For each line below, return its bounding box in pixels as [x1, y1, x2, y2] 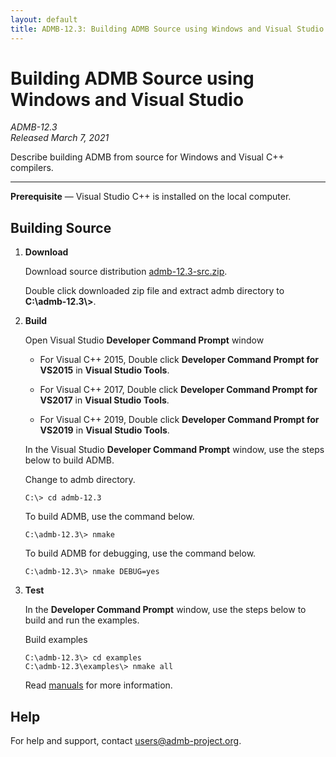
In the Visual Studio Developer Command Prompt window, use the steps [24, 444, 325, 456]
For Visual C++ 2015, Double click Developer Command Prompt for [39, 354, 320, 366]
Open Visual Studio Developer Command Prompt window [24, 334, 265, 346]
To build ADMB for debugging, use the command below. [24, 547, 257, 560]
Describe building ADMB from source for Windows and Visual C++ [10, 151, 285, 163]
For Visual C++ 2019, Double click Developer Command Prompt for [39, 414, 320, 426]
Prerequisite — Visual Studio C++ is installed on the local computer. [10, 191, 292, 203]
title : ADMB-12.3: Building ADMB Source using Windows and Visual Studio [10, 24, 325, 34]
